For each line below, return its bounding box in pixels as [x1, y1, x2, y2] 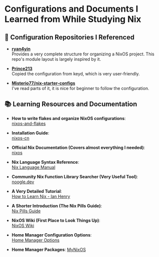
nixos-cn [11, 135, 30, 141]
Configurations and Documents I [4, 3, 139, 15]
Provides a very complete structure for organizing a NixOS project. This [11, 51, 155, 57]
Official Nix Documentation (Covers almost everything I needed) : [11, 144, 145, 150]
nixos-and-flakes [11, 120, 46, 126]
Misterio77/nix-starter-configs [11, 80, 76, 86]
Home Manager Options [11, 237, 60, 243]
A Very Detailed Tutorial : [11, 188, 63, 194]
